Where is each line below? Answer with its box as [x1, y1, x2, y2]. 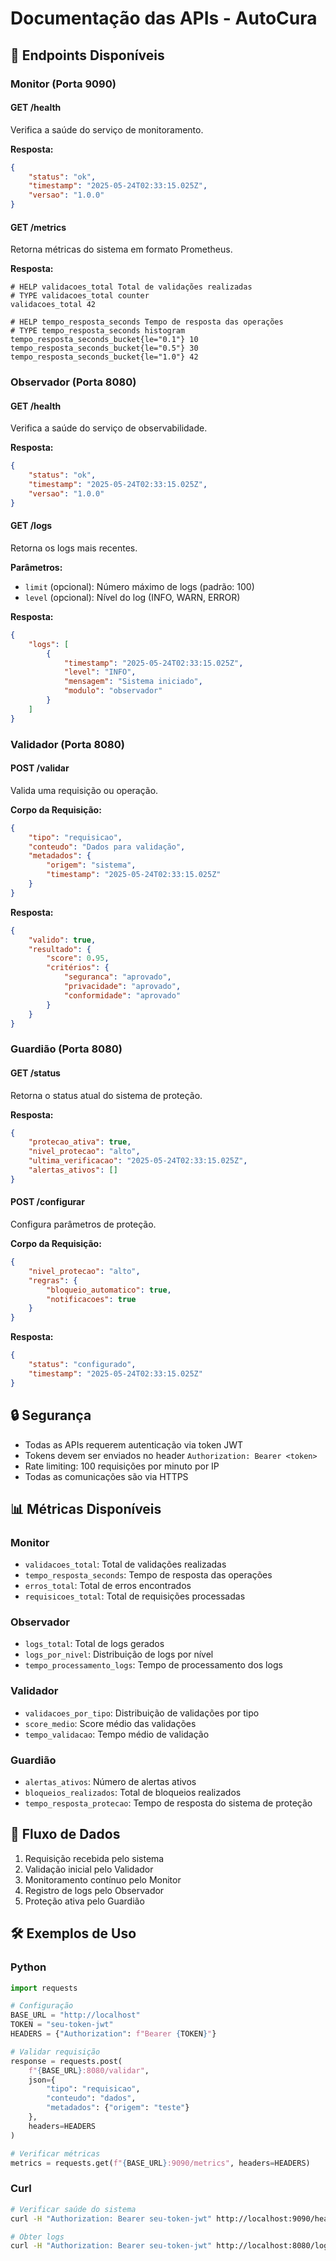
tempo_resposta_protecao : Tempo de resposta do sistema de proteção [24, 1797, 313, 1809]
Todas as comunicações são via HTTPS [24, 1470, 189, 1482]
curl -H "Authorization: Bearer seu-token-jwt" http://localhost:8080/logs [10, 2241, 333, 2251]
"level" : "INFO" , [63, 667, 137, 677]
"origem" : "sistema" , [46, 860, 137, 871]
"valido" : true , [28, 935, 97, 945]
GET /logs [10, 520, 53, 532]
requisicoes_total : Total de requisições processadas [24, 1590, 246, 1602]
